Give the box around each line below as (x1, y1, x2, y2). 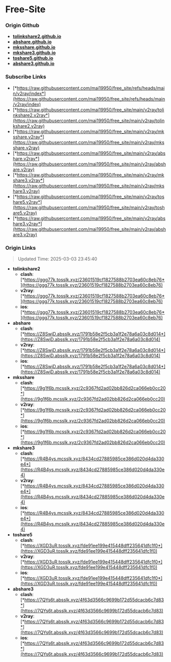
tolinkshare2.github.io (12, 33, 61, 39)
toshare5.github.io (12, 55, 54, 61)
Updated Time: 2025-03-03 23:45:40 (17, 256, 97, 262)
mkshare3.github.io (12, 50, 56, 56)
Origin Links (5, 244, 36, 251)
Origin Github (5, 22, 40, 29)
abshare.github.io (12, 39, 52, 45)
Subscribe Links (5, 73, 46, 80)
